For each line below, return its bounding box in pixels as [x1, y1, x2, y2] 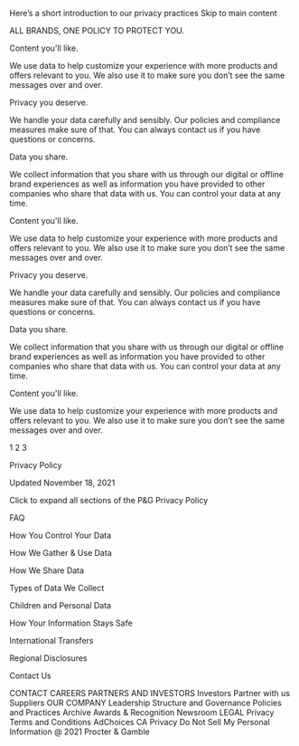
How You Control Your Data [9, 530, 111, 540]
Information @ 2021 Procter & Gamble [9, 726, 151, 737]
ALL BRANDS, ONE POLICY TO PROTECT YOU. [9, 25, 185, 35]
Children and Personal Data [9, 600, 111, 610]
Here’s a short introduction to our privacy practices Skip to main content [9, 8, 277, 18]
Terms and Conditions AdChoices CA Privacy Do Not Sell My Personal [9, 717, 271, 727]
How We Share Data [9, 565, 84, 576]
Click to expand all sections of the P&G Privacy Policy [9, 495, 209, 505]
